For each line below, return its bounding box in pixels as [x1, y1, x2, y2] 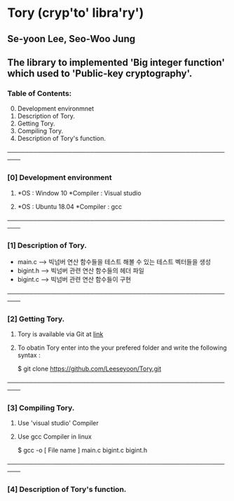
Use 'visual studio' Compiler [17, 419, 99, 427]
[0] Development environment [7, 173, 112, 183]
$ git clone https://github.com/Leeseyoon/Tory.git [17, 364, 162, 373]
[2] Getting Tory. [7, 314, 65, 324]
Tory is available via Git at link [17, 330, 104, 338]
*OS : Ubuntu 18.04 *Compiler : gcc [17, 202, 123, 211]
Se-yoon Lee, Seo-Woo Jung [7, 33, 136, 45]
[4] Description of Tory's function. [7, 485, 127, 495]
